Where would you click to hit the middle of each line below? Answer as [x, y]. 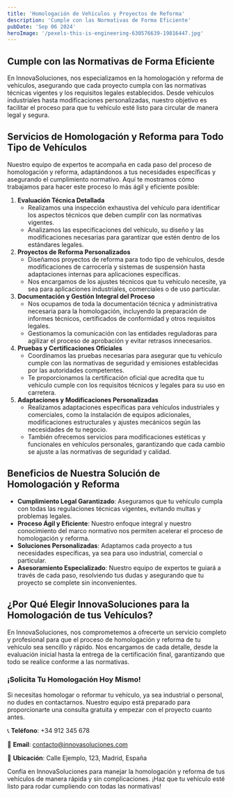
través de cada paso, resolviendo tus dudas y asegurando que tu [110, 575]
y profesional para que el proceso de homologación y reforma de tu [104, 639]
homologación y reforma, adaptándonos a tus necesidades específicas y [112, 172]
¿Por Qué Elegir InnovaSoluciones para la [98, 605]
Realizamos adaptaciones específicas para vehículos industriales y [123, 407]
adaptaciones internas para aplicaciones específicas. [104, 274]
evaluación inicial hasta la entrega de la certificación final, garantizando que [116, 654]
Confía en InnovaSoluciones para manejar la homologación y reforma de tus [116, 771]
